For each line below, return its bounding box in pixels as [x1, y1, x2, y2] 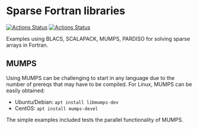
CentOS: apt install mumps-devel [14, 105, 98, 112]
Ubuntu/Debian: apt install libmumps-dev [14, 98, 119, 105]
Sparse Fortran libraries [6, 4, 126, 18]
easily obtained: [6, 87, 46, 94]
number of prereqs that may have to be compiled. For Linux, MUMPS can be [6, 80, 193, 88]
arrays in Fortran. [6, 41, 49, 49]
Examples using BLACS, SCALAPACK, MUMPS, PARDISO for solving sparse [6, 35, 190, 42]
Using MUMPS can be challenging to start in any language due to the [6, 74, 175, 81]
